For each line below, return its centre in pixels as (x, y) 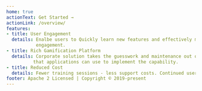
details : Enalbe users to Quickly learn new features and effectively (102, 40)
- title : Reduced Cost (35, 67)
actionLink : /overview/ (36, 23)
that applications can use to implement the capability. (106, 62)
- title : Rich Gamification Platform (54, 51)
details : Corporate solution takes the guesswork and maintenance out (102, 56)
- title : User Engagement (38, 34)
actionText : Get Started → (40, 17)
